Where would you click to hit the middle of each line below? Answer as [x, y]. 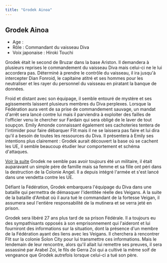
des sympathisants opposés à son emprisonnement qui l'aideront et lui [78, 223]
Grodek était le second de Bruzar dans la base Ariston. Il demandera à [77, 62]
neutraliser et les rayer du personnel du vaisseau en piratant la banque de [81, 83]
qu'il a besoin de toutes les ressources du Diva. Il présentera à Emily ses [79, 136]
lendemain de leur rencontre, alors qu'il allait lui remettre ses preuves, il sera [83, 244]
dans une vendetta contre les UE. [39, 177]
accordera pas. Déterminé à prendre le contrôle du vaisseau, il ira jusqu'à [81, 73]
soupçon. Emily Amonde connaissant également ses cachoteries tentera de [83, 125]
